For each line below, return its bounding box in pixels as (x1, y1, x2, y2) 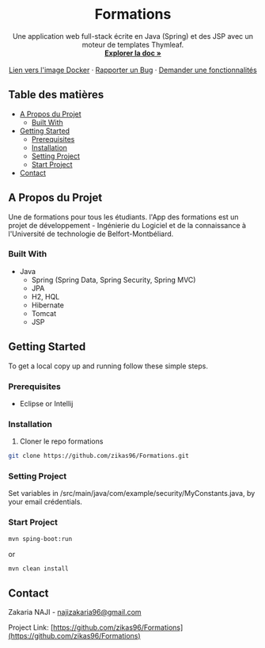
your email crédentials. (8, 497, 83, 507)
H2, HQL (31, 292, 60, 301)
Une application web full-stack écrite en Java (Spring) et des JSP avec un (12, 31, 254, 40)
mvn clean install (8, 564, 69, 573)
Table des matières (8, 88, 104, 101)
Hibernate (31, 300, 65, 310)
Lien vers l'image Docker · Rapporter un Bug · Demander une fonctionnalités (9, 65, 257, 74)
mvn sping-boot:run (8, 535, 73, 543)
